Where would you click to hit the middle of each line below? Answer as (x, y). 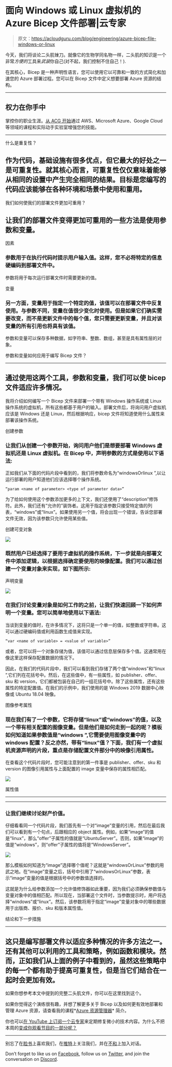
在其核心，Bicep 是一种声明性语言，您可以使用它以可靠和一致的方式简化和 (83, 72)
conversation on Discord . (32, 1059)
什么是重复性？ (21, 143)
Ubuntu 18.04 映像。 (37, 694)
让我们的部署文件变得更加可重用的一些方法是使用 (82, 220)
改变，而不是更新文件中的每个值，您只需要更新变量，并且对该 (86, 318)
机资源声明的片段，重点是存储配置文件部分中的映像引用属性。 (81, 750)
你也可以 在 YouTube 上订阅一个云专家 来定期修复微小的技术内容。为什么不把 (85, 1021)
